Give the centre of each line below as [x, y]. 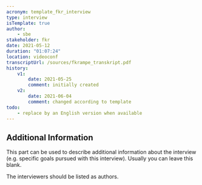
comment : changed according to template [80, 102]
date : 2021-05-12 [28, 46]
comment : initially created [63, 85]
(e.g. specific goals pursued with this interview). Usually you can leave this [100, 158]
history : [17, 68]
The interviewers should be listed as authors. [62, 177]
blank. [14, 165]
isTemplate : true [28, 23]
